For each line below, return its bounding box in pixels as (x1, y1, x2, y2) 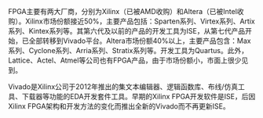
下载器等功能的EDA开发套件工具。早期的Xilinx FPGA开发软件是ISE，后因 (21, 92, 256, 101)
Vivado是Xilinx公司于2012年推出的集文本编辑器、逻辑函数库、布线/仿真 (8, 82, 238, 91)
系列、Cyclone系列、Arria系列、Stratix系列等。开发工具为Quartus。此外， (8, 46, 249, 55)
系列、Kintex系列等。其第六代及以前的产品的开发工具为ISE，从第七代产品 (8, 27, 246, 35)
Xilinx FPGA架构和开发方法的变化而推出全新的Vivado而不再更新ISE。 (8, 102, 230, 111)
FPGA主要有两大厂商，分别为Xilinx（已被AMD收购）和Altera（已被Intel (8, 7, 238, 16)
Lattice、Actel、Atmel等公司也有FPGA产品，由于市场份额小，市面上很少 (8, 55, 242, 65)
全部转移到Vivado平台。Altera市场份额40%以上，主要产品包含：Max (28, 36, 251, 45)
